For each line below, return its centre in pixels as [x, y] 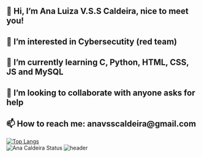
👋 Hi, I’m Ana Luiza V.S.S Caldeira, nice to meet [97, 11]
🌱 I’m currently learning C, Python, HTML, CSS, [98, 63]
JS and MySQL [35, 72]
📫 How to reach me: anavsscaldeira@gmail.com [101, 124]
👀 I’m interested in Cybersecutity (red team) [92, 41]
